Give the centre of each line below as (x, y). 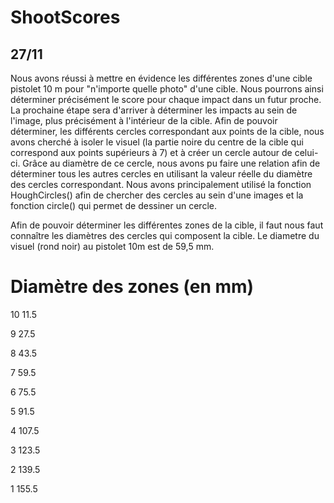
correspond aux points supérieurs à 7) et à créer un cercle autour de (151, 152)
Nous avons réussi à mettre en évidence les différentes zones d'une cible (161, 78)
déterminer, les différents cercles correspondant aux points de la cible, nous (167, 131)
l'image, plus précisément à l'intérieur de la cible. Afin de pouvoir (144, 120)
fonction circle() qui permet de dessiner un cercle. (113, 205)
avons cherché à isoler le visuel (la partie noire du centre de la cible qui (157, 142)
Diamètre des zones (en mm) (132, 287)
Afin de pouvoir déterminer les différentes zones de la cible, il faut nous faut (167, 225)
